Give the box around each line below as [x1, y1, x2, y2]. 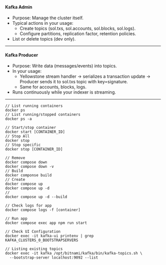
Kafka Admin [5, 4, 33, 10]
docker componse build [5, 173, 52, 178]
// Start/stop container [5, 125, 56, 130]
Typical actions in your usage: [12, 20, 74, 26]
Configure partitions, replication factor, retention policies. [19, 31, 136, 37]
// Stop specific [5, 143, 41, 148]
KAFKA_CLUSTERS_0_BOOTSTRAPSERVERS [5, 238, 79, 243]
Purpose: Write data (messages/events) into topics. [12, 63, 117, 69]
